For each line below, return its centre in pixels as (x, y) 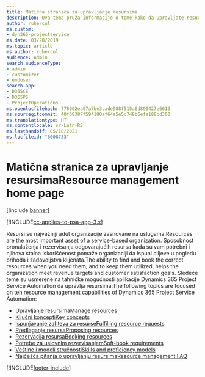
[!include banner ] (28, 210)
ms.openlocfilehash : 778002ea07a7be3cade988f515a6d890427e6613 (88, 108)
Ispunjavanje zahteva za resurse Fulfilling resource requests (90, 323)
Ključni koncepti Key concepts (52, 317)
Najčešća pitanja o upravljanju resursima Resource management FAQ (101, 356)
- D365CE (17, 92)
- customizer (23, 75)
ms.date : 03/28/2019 (33, 40)
